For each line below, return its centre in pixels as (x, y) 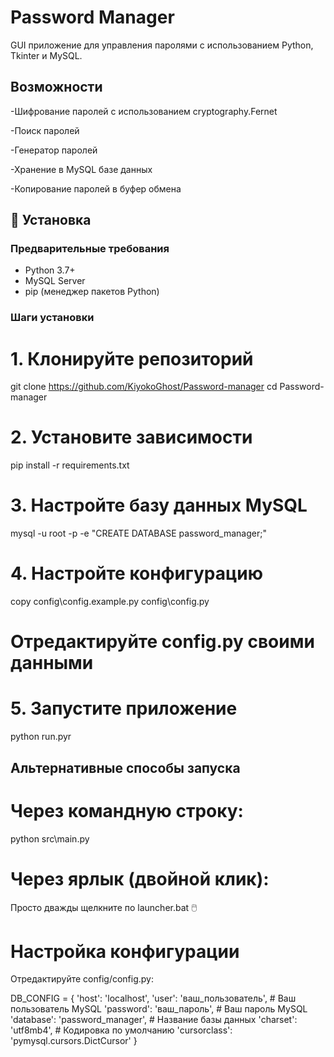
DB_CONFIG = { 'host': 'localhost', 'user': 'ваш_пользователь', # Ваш (153, 998)
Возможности (56, 87)
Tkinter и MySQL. (46, 55)
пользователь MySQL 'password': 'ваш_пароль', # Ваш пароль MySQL (159, 1009)
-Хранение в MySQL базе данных (81, 169)
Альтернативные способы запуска (125, 767)
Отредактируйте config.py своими (162, 642)
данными (52, 663)
